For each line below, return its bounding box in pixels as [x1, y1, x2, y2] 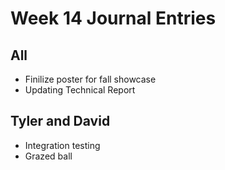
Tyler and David [10, 113, 111, 130]
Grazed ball [24, 150, 73, 162]
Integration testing [24, 139, 101, 151]
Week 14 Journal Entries [10, 7, 217, 30]
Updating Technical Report [24, 84, 136, 96]
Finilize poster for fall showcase [24, 73, 157, 85]
